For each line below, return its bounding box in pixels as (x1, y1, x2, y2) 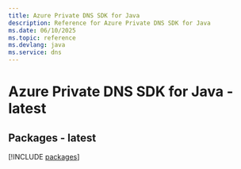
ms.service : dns (8, 48, 62, 56)
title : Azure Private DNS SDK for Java (8, 11, 140, 20)
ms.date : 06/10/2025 (8, 26, 77, 34)
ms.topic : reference (8, 33, 77, 42)
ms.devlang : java (8, 41, 66, 49)
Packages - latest (8, 131, 97, 144)
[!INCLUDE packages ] (8, 152, 80, 161)
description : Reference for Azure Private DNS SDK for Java (8, 19, 212, 27)
